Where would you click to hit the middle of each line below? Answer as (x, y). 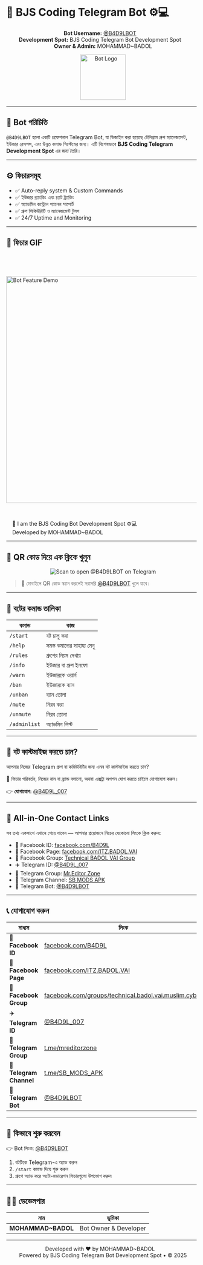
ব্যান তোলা (56, 695)
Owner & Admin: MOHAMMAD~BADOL (103, 46)
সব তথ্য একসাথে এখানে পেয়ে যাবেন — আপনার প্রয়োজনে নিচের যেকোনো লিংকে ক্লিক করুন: (84, 832)
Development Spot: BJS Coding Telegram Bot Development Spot (100, 39)
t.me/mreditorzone (71, 1048)
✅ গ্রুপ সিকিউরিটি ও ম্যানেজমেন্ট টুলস (47, 211)
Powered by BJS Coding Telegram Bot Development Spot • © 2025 (103, 1255)
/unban (19, 695)
